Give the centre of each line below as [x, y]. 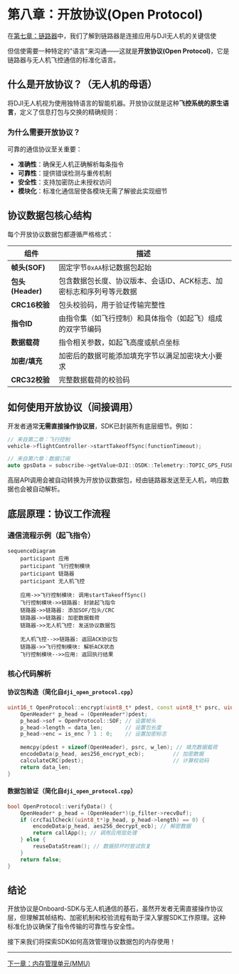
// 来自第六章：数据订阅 [39, 459]
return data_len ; [46, 767]
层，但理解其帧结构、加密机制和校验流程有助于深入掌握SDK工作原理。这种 [117, 918]
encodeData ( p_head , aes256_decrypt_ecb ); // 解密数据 [112, 826]
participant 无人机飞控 [53, 581]
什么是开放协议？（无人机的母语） [82, 85]
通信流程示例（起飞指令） [51, 536]
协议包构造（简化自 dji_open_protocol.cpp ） [72, 692]
